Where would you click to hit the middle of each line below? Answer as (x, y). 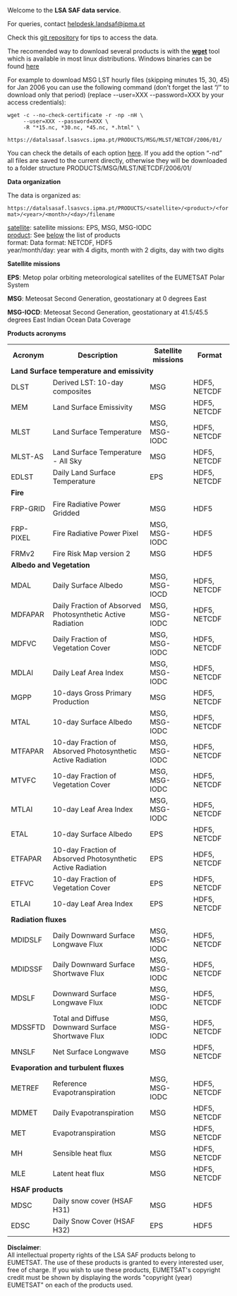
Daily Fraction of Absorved (97, 606)
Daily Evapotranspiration (93, 1113)
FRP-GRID (28, 509)
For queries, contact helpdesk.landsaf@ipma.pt (76, 24)
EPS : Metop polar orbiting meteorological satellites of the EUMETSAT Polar (116, 277)
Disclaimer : (24, 1247)
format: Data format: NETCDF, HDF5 (60, 242)
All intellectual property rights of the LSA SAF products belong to (102, 1255)
